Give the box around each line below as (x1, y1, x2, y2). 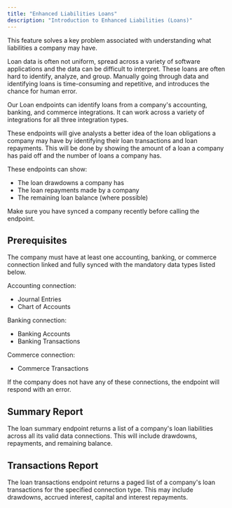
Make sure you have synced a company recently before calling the (7, 207, 200, 215)
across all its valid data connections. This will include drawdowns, (7, 432, 198, 440)
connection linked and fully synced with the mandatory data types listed (7, 261, 216, 269)
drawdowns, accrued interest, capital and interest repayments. (7, 493, 189, 501)
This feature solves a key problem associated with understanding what (7, 36, 212, 44)
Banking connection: (7, 316, 67, 324)
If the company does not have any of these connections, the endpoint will (7, 378, 219, 386)
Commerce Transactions (17, 364, 89, 373)
